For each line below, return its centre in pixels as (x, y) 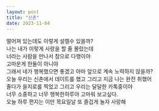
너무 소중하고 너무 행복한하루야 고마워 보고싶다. (62, 94)
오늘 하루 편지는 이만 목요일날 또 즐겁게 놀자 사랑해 (66, 102)
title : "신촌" (23, 18)
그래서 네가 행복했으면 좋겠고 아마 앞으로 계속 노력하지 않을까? (80, 72)
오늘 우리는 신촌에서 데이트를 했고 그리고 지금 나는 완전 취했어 (79, 79)
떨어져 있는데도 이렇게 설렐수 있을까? (50, 41)
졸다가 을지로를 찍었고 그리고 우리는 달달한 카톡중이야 (69, 87)
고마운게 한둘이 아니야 (32, 64)
